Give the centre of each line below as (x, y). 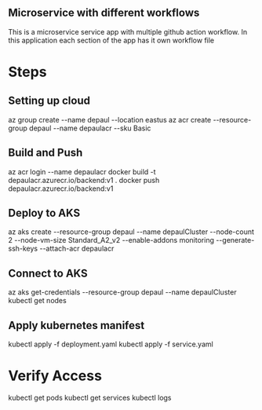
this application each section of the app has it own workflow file (111, 40)
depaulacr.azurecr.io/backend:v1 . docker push (84, 180)
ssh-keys (23, 249)
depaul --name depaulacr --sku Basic (90, 128)
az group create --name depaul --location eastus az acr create (110, 119)
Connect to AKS (48, 273)
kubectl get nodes (37, 301)
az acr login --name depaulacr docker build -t (82, 171)
